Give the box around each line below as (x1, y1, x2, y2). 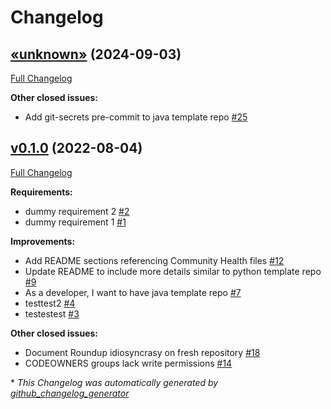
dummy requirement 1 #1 (24, 216, 127, 228)
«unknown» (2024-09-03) (10, 46, 182, 63)
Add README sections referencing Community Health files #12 (24, 254, 285, 266)
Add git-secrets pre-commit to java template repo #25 (24, 111, 248, 123)
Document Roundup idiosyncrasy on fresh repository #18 (24, 346, 261, 358)
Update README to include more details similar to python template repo (24, 265, 322, 277)
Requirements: (10, 186, 73, 198)
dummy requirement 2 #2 (24, 205, 130, 217)
